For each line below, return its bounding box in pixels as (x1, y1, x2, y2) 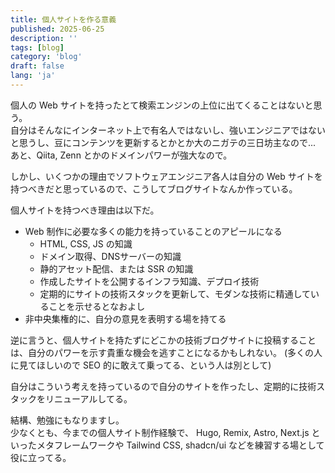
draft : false (10, 61, 65, 71)
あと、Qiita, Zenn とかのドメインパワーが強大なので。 (10, 149, 233, 161)
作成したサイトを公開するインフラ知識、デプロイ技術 (39, 275, 260, 287)
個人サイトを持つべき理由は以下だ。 (10, 204, 160, 216)
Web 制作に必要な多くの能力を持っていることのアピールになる (24, 225, 283, 237)
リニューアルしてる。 (44, 392, 133, 405)
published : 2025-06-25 (10, 24, 105, 34)
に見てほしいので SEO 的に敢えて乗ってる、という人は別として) (10, 359, 272, 371)
